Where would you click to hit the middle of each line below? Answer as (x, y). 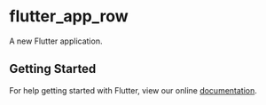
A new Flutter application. (56, 41)
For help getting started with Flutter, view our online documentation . (133, 90)
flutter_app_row (69, 16)
